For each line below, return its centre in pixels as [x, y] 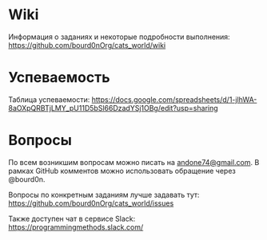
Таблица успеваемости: [49, 99]
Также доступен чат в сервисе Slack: [72, 218]
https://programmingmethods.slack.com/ [76, 227]
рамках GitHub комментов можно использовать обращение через [122, 171]
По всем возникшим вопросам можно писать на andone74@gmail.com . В [134, 162]
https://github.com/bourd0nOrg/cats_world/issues [91, 203]
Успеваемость [59, 78]
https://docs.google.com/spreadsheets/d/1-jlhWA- [174, 99]
